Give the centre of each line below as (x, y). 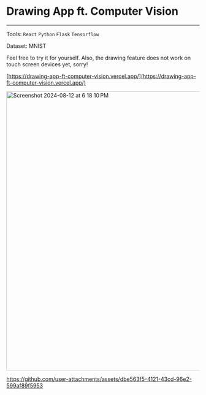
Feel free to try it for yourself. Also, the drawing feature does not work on (99, 58)
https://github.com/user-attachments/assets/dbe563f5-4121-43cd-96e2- (99, 379)
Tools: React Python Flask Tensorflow (53, 34)
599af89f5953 (25, 385)
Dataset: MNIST (26, 46)
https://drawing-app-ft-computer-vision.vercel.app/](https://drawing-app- (102, 76)
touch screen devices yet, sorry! (47, 64)
